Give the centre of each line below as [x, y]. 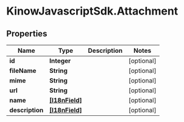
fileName [23, 71]
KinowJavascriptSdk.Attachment [92, 11]
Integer [60, 61]
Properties [27, 34]
